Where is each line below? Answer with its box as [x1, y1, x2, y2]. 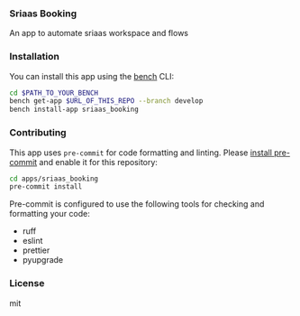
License [9, 277, 45, 290]
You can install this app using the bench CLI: [9, 70, 175, 81]
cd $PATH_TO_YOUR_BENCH [9, 88, 99, 98]
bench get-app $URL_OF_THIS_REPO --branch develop [9, 97, 204, 106]
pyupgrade [22, 255, 64, 265]
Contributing [9, 126, 67, 139]
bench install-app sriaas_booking [9, 105, 140, 115]
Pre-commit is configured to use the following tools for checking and [9, 199, 265, 209]
